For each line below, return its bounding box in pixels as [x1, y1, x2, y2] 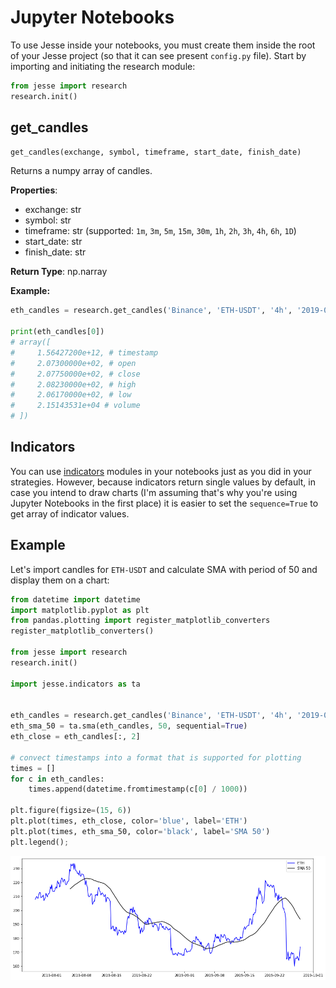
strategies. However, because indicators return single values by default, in [10, 476, 316, 488]
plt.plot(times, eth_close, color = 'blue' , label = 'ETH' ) [10, 816, 248, 826]
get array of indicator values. [10, 507, 130, 520]
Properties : [10, 184, 58, 196]
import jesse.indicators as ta [10, 679, 141, 689]
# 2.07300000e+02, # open [10, 358, 137, 368]
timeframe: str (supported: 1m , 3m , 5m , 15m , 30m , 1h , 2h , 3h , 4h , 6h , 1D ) [24, 225, 297, 237]
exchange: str [24, 204, 82, 216]
